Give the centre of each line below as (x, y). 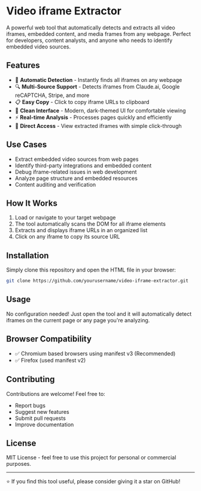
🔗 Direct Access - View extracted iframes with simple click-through (98, 126)
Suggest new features (42, 411)
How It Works (32, 203)
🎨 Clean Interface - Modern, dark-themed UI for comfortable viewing (100, 110)
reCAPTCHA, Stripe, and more (52, 95)
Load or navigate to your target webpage (65, 218)
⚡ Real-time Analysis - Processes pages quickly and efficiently (93, 117)
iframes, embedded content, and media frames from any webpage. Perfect (99, 33)
